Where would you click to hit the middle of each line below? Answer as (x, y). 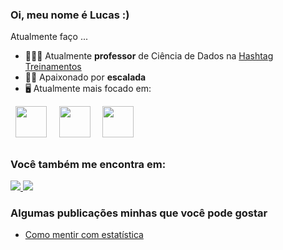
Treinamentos (53, 67)
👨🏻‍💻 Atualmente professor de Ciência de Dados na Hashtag (149, 56)
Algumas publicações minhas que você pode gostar (139, 213)
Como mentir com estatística (84, 235)
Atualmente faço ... (49, 37)
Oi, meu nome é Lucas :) (70, 15)
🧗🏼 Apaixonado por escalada (85, 77)
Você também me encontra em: (88, 164)
